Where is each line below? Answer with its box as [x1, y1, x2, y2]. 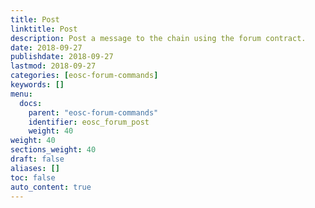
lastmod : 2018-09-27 [10, 61, 97, 71]
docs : [19, 98, 43, 108]
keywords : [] [10, 80, 65, 90]
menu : [10, 89, 33, 99]
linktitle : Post [10, 24, 78, 34]
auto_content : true [10, 182, 92, 192]
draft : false [10, 154, 65, 164]
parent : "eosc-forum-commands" [28, 107, 159, 118]
